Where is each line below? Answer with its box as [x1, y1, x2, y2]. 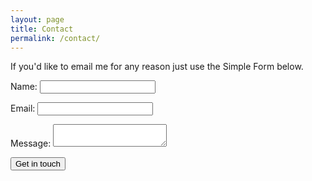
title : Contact [10, 24, 74, 34]
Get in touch [15, 159, 61, 170]
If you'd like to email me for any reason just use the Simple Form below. [10, 61, 304, 73]
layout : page [10, 14, 65, 25]
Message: [10, 137, 52, 150]
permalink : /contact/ [10, 33, 101, 43]
